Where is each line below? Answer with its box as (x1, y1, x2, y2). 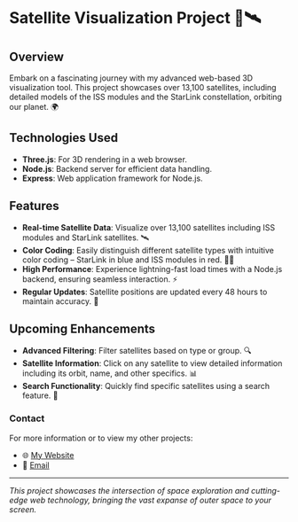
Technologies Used (9, 130, 118, 145)
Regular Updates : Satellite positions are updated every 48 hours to (21, 286, 268, 297)
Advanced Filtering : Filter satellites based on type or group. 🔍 (21, 346, 252, 356)
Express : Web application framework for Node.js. (21, 173, 203, 183)
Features (9, 199, 59, 214)
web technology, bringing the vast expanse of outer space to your (29, 495, 272, 505)
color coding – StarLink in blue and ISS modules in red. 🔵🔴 (21, 254, 235, 265)
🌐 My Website (21, 449, 74, 460)
